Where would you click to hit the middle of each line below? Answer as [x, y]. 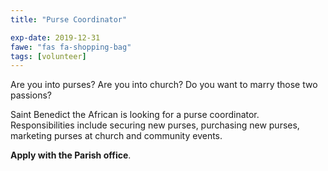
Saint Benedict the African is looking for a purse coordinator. [135, 115]
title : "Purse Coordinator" [69, 19]
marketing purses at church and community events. [116, 136]
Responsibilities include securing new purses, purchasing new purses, [155, 125]
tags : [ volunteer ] [48, 56]
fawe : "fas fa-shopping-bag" [71, 47]
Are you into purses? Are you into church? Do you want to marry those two [164, 85]
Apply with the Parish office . [71, 155]
